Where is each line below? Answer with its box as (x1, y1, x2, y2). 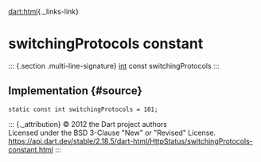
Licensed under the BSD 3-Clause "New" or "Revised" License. (8, 128, 216, 137)
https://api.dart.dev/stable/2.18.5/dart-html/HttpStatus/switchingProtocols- (8, 136, 253, 146)
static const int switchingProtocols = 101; (8, 105, 158, 113)
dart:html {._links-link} (8, 7, 80, 16)
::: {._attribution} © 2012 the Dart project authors (8, 119, 167, 128)
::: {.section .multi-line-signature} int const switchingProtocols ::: (8, 61, 220, 70)
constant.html (8, 144, 53, 154)
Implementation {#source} (8, 84, 143, 98)
